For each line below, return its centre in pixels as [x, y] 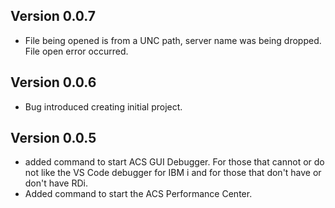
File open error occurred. [76, 51]
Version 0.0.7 [53, 16]
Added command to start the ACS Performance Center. [138, 194]
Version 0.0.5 [53, 138]
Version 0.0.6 [53, 82]
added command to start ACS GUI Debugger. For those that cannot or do [174, 162]
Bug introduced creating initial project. [103, 106]
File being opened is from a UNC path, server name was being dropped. [173, 40]
